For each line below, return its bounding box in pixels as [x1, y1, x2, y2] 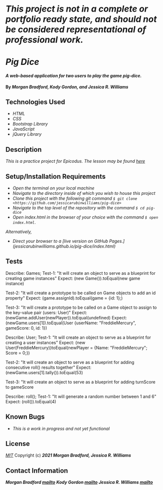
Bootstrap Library [12, 121, 48, 127]
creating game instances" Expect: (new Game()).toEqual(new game [5, 275, 140, 281]
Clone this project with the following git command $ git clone [12, 195, 137, 201]
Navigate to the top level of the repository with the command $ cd [12, 205, 145, 210]
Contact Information [5, 466, 68, 474]
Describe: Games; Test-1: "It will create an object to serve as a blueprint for [5, 270, 156, 276]
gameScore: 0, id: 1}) [5, 325, 48, 331]
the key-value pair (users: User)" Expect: [5, 309, 87, 316]
